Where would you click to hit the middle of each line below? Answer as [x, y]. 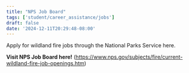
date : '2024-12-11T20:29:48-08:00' [51, 28]
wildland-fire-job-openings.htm [45, 63]
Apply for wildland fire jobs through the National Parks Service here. [91, 45]
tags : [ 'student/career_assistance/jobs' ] [60, 17]
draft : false [23, 23]
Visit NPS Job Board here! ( [41, 57]
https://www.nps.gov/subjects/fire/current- [129, 57]
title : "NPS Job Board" [36, 12]
